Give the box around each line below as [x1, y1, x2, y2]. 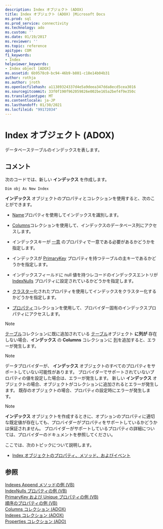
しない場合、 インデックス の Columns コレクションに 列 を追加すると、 [5, 337, 147, 343]
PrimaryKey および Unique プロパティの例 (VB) [5, 494, 99, 500]
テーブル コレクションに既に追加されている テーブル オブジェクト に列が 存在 [5, 331, 157, 336]
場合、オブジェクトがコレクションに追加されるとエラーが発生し [30, 381, 159, 387]
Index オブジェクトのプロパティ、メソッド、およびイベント [12, 452, 131, 458]
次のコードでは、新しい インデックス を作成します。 [5, 176, 109, 182]
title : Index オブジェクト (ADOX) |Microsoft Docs [5, 12, 106, 17]
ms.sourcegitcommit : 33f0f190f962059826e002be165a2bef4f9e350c [5, 89, 136, 94]
